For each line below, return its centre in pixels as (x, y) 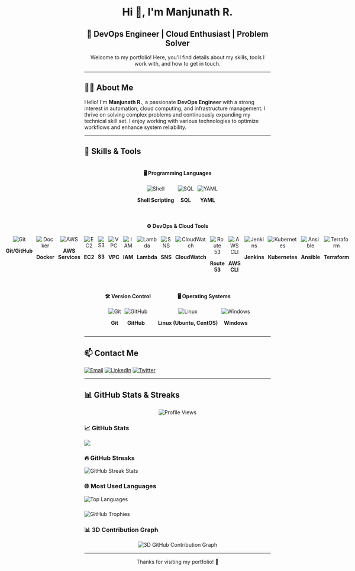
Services (69, 257)
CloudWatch (191, 257)
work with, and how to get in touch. (177, 64)
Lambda (147, 257)
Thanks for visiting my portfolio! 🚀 (177, 562)
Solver (177, 43)
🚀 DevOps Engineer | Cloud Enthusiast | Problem (177, 34)
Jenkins (254, 257)
